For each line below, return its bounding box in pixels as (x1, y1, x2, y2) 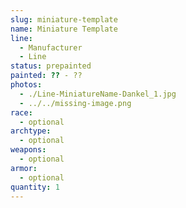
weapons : (10, 145, 47, 155)
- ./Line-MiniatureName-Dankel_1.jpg (19, 89, 177, 99)
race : (10, 107, 33, 118)
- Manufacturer (19, 42, 83, 53)
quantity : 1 (10, 182, 60, 192)
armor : (10, 163, 38, 173)
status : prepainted (10, 61, 92, 71)
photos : (10, 80, 43, 90)
